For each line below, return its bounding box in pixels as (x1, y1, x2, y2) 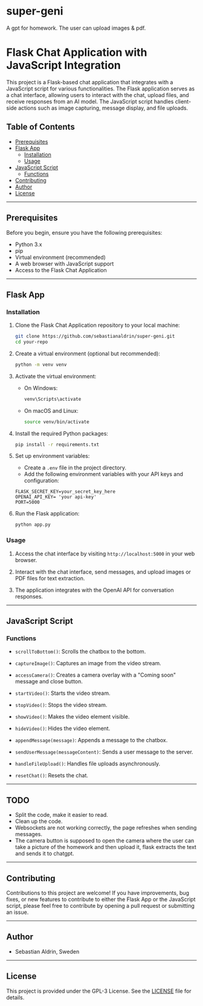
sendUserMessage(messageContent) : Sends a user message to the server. (14, 748, 193, 756)
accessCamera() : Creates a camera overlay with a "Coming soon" (14, 671, 176, 679)
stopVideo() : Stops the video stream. (14, 702, 108, 709)
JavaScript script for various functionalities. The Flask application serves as (6, 85, 195, 92)
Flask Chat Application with (6, 45, 147, 59)
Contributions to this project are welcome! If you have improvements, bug (6, 889, 189, 896)
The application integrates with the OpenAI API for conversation (14, 586, 174, 594)
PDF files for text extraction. (14, 574, 85, 582)
